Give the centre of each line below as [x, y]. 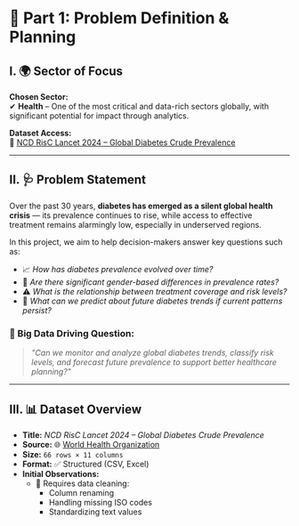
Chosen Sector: [39, 97]
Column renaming [81, 492]
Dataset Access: [40, 133]
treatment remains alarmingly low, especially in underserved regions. [136, 224]
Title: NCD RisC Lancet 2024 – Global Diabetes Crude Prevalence [143, 434]
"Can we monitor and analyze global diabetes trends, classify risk [152, 353]
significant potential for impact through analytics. [99, 116]
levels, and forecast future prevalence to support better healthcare [154, 362]
